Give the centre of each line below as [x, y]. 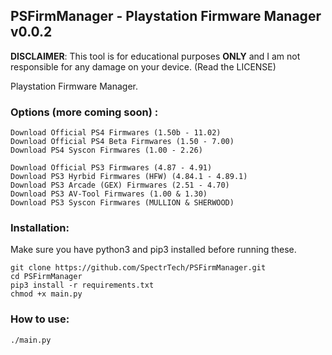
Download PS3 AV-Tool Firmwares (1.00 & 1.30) [109, 194]
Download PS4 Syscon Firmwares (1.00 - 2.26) [106, 150]
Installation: [40, 228]
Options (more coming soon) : [84, 112]
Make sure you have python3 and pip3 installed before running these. [153, 250]
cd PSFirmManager [46, 277]
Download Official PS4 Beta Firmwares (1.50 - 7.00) [122, 142]
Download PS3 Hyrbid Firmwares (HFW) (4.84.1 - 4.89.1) [129, 177]
